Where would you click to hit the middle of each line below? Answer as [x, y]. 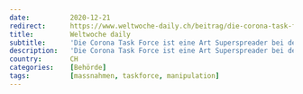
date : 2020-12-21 [60, 17]
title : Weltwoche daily [70, 34]
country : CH [44, 59]
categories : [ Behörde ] [58, 68]
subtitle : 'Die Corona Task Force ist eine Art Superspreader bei [147, 43]
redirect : [28, 26]
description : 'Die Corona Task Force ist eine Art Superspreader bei [147, 51]
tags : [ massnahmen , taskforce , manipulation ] [115, 76]
